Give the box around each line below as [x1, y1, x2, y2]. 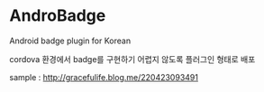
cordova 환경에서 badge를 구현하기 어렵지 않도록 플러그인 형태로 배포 [9, 53, 256, 64]
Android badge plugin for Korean [9, 35, 132, 46]
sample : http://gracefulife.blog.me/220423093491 [9, 71, 198, 82]
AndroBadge [9, 5, 106, 26]
